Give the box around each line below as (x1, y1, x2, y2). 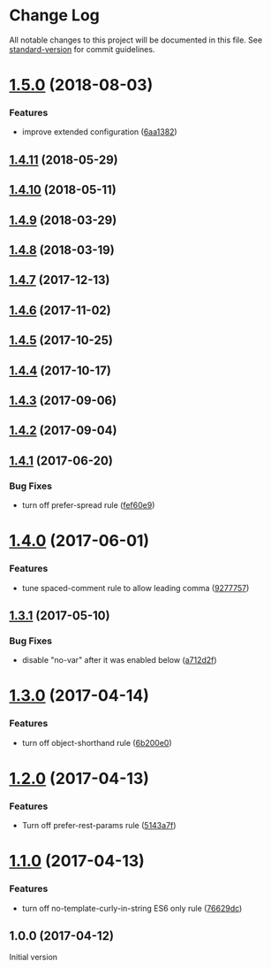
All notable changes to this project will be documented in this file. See (9, 35, 263, 45)
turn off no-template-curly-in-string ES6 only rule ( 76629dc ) (21, 903, 243, 913)
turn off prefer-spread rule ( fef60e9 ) (21, 500, 155, 511)
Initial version (9, 952, 58, 963)
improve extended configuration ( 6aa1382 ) (21, 127, 178, 137)
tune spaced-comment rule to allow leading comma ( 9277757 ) (21, 582, 250, 593)
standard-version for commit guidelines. (9, 43, 155, 54)
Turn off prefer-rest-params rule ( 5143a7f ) (21, 820, 177, 831)
